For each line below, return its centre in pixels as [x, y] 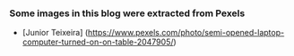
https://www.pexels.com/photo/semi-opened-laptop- [186, 33]
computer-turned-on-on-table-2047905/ [98, 42]
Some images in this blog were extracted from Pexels [127, 13]
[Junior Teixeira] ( [55, 33]
